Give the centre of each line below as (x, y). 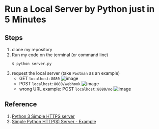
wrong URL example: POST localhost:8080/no (66, 89)
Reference (21, 104)
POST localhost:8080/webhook (50, 83)
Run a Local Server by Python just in (80, 9)
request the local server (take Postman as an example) (66, 73)
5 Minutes (25, 19)
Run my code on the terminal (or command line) (60, 55)
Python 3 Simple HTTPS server (43, 116)
